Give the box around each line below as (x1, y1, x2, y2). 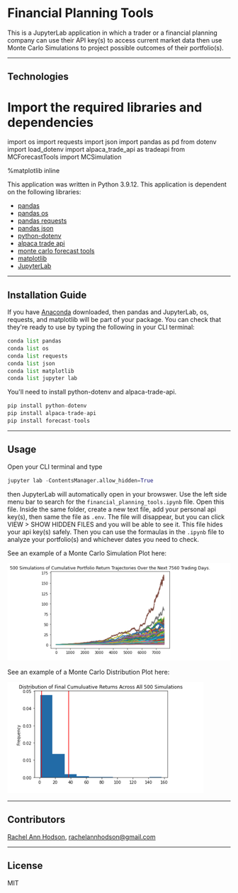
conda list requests (7, 353, 69, 360)
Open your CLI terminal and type (7, 462, 103, 471)
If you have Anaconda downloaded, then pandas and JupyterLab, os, (7, 308, 209, 316)
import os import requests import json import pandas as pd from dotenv (7, 138, 217, 146)
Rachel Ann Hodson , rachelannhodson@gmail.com (7, 832, 156, 841)
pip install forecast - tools (7, 417, 91, 425)
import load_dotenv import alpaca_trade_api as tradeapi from (7, 145, 186, 154)
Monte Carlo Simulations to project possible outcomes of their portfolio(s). (7, 43, 225, 52)
